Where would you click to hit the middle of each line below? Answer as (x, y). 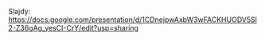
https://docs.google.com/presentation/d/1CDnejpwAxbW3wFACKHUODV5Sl (132, 20)
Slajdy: (19, 11)
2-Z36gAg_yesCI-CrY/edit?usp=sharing (74, 28)
